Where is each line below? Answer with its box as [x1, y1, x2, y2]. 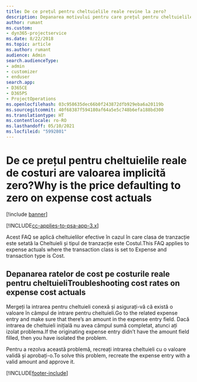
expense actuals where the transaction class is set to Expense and [6, 246, 167, 253]
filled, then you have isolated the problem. [6, 334, 108, 341]
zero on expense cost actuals [6, 191, 152, 205]
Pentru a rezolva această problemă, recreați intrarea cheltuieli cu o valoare [6, 346, 186, 353]
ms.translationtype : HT [6, 112, 64, 118]
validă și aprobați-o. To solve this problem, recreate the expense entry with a [6, 351, 191, 359]
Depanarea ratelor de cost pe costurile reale [6, 269, 170, 279]
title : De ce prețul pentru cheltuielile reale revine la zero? [6, 8, 167, 15]
